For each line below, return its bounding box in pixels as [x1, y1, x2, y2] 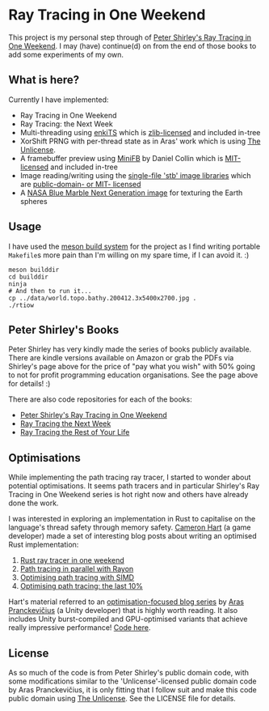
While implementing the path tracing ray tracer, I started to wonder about [8, 472, 251, 483]
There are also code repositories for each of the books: [8, 394, 192, 404]
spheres [19, 196, 48, 206]
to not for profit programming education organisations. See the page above [8, 370, 258, 380]
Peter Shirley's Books [8, 322, 120, 337]
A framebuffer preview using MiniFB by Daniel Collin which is [19, 153, 224, 163]
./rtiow [8, 301, 35, 309]
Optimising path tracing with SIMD [19, 573, 135, 582]
